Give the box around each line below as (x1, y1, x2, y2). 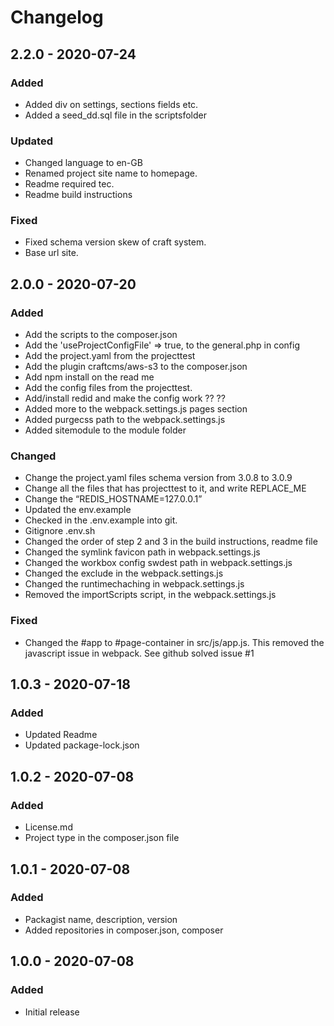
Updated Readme (24, 729, 98, 741)
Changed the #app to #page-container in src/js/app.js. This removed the (24, 636, 325, 648)
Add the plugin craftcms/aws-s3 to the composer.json (24, 361, 248, 373)
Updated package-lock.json (24, 739, 140, 751)
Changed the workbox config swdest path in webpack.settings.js (24, 557, 293, 569)
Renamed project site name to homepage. (24, 167, 198, 180)
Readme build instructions (24, 189, 133, 201)
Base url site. (24, 247, 79, 259)
